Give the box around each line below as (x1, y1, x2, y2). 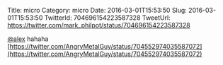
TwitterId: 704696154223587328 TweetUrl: (44, 13, 171, 22)
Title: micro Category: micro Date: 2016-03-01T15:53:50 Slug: (7, 6, 188, 14)
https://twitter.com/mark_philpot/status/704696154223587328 (7, 21, 190, 29)
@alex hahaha (7, 35, 49, 43)
